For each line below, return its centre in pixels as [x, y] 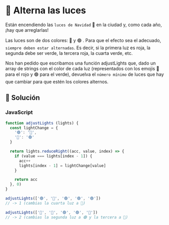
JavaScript [19, 112]
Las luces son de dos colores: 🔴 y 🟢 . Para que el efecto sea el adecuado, [83, 40]
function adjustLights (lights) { [42, 123]
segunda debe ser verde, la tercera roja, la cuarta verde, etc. [69, 53]
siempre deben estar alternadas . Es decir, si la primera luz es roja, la [78, 48]
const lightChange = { [34, 128]
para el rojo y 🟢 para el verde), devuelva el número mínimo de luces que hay [85, 74]
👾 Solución [23, 98]
